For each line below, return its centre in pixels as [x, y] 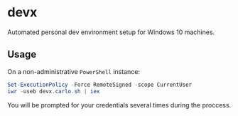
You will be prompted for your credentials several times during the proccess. [119, 105]
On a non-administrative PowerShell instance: [74, 71]
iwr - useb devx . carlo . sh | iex [54, 91]
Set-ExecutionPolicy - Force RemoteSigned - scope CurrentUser [100, 85]
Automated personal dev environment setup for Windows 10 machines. [111, 32]
